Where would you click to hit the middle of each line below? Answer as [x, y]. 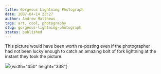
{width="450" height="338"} [39, 66]
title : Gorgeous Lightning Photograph [44, 9]
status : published [24, 32]
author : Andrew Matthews [30, 18]
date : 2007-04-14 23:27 [29, 14]
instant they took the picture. [34, 56]
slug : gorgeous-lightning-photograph [43, 28]
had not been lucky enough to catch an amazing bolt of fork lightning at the [81, 51]
